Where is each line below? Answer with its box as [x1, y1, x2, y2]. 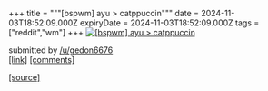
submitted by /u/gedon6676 [8, 45, 114, 56]
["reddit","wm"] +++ [8, 27, 84, 37]
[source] [8, 72, 41, 83]
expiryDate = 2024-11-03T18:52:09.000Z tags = [79, 17, 260, 28]
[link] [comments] [8, 55, 75, 65]
